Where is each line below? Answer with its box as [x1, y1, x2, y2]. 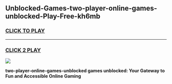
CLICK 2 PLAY [5, 46, 41, 53]
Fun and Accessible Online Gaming [5, 73, 81, 79]
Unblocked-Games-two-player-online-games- [5, 4, 158, 13]
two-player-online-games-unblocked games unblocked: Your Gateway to [5, 67, 165, 73]
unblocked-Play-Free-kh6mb [5, 12, 101, 21]
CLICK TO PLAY [5, 27, 45, 35]
